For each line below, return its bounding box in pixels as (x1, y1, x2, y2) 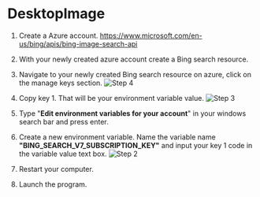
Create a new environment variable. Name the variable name (18, 132, 216, 142)
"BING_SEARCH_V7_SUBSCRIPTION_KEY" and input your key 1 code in (18, 140, 253, 150)
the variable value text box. (18, 149, 107, 158)
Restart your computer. (18, 164, 94, 173)
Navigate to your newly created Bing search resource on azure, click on (18, 69, 251, 79)
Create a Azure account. (18, 31, 98, 40)
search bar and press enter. (18, 117, 109, 126)
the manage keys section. (18, 78, 103, 87)
